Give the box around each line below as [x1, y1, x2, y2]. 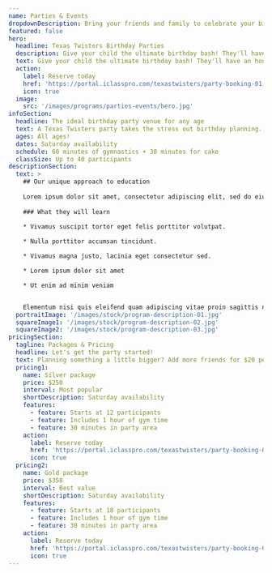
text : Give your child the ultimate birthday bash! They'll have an [15, 58, 252, 66]
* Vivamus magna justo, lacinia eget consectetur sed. [23, 252, 212, 260]
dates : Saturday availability [15, 139, 117, 148]
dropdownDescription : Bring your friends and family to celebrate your [8, 19, 255, 28]
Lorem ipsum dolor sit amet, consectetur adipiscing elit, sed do [23, 192, 252, 201]
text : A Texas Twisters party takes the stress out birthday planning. [15, 125, 263, 133]
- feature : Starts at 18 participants [29, 507, 161, 515]
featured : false [8, 27, 63, 35]
